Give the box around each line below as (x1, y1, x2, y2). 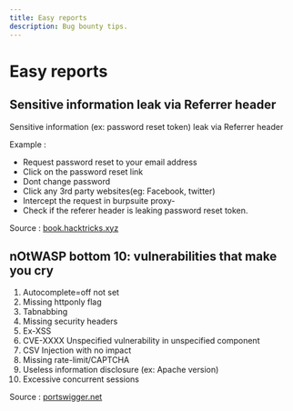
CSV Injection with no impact (22, 345, 132, 356)
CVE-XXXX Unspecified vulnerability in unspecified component (22, 336, 260, 346)
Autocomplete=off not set (22, 287, 120, 298)
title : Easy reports (9, 13, 88, 23)
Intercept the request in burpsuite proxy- (22, 195, 176, 205)
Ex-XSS (22, 326, 52, 336)
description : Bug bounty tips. (9, 22, 128, 31)
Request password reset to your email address (22, 156, 197, 167)
